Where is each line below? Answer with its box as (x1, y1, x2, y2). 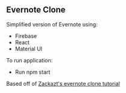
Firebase (14, 32, 37, 40)
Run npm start (14, 68, 51, 76)
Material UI (14, 45, 43, 52)
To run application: (6, 56, 53, 64)
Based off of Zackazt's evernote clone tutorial (6, 80, 121, 87)
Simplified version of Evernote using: (6, 20, 98, 28)
